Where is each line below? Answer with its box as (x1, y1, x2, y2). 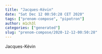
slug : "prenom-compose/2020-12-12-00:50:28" (5, 30, 98, 35)
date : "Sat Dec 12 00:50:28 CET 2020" (5, 12, 84, 17)
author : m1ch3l (5, 21, 36, 26)
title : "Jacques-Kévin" (5, 7, 54, 12)
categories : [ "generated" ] (5, 26, 60, 30)
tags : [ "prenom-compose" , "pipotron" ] (5, 16, 84, 21)
